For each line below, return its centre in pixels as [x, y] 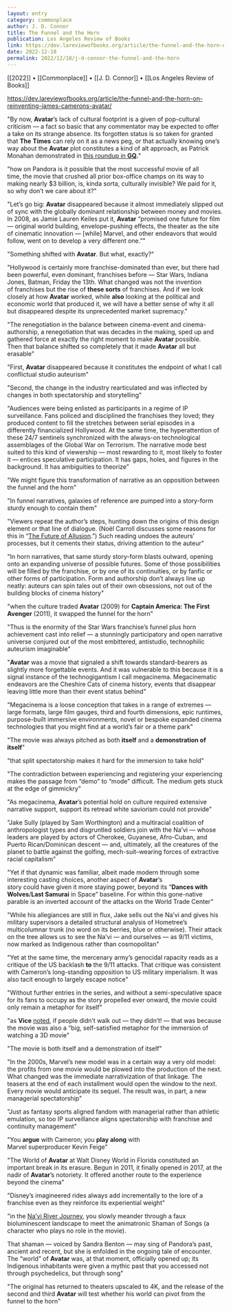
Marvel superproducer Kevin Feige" [57, 1147]
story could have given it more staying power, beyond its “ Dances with [108, 887]
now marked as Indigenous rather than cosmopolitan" [83, 944]
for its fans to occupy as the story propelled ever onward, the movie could [112, 1000]
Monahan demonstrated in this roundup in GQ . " [74, 155]
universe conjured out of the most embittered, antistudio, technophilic [106, 641]
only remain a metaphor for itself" [55, 1007]
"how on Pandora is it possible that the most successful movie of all [103, 168]
